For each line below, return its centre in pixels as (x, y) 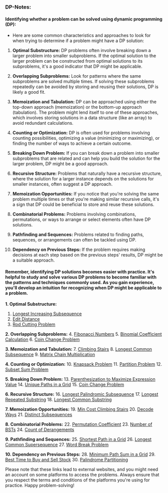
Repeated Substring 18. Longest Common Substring (58, 400)
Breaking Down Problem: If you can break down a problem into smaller (86, 153)
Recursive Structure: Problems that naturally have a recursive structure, (87, 173)
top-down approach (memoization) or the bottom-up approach (77, 107)
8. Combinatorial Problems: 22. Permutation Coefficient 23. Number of (79, 424)
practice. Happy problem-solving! (40, 485)
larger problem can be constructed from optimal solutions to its (77, 61)
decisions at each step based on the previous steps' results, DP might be (88, 255)
